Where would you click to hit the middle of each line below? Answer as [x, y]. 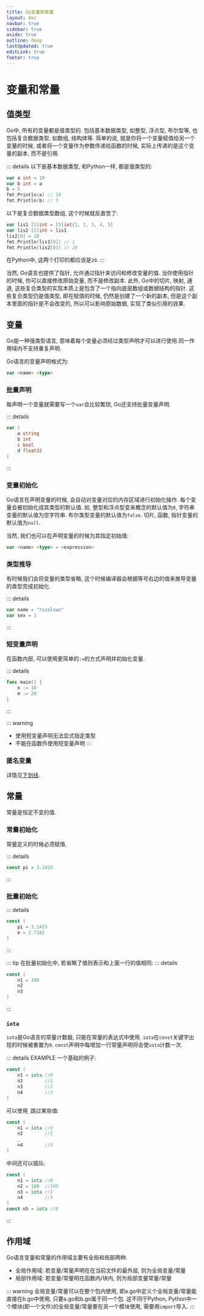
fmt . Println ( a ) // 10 [34, 195]
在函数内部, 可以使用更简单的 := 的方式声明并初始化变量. [76, 659]
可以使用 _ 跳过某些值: [33, 1111]
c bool [26, 445]
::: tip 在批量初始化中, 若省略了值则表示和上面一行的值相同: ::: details [92, 962]
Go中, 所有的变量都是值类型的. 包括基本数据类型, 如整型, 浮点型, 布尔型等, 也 [102, 130]
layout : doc [21, 18]
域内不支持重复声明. [37, 348]
